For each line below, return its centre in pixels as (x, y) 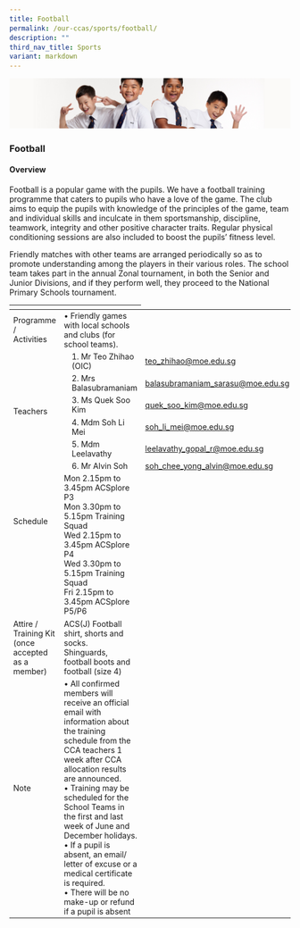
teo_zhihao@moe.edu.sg (191, 361)
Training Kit (34, 633)
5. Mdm (85, 444)
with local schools (97, 325)
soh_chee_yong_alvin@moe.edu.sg (209, 466)
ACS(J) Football (93, 623)
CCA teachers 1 (93, 749)
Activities (30, 339)
